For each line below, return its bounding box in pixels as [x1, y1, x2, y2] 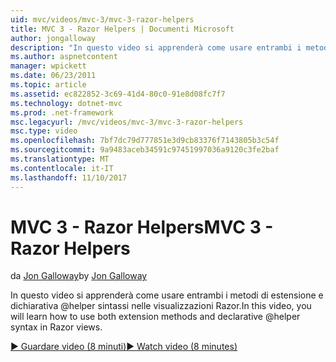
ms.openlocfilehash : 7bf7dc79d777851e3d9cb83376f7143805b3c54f [10, 136, 280, 146]
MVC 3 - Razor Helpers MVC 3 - [10, 216, 274, 238]
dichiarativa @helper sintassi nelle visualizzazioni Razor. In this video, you [10, 300, 312, 312]
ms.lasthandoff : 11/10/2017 [10, 172, 128, 183]
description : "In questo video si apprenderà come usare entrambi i [10, 42, 302, 53]
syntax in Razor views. [10, 321, 103, 333]
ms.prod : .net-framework [10, 107, 114, 118]
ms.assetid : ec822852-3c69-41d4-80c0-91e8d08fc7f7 [10, 89, 226, 99]
